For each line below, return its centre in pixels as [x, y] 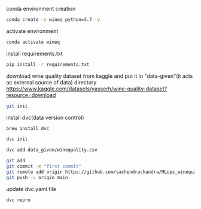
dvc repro [19, 200]
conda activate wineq [33, 42]
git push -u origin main [37, 177]
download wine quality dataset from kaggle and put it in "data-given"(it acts [100, 76]
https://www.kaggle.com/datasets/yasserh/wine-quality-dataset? [87, 89]
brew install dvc [28, 128]
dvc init [17, 139]
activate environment [32, 31]
